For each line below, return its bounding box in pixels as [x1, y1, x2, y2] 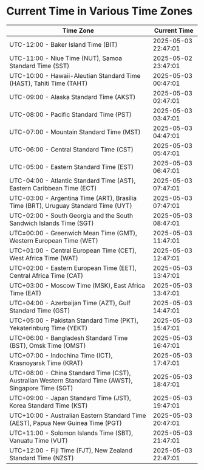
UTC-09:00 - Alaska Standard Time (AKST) [9, 92, 136, 101]
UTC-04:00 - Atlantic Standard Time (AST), [9, 176, 136, 185]
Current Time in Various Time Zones [6, 4, 193, 18]
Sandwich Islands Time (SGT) [9, 219, 94, 227]
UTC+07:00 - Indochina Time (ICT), [9, 351, 113, 359]
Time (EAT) [9, 289, 41, 297]
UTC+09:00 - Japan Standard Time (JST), [9, 393, 132, 402]
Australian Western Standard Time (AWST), [9, 376, 133, 384]
